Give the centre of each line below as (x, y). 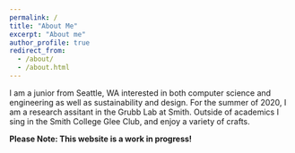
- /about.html (43, 68)
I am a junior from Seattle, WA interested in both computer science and (140, 93)
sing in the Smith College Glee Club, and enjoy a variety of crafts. (130, 121)
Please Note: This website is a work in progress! (101, 139)
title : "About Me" (43, 26)
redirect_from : (38, 51)
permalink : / (34, 17)
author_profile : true (50, 42)
